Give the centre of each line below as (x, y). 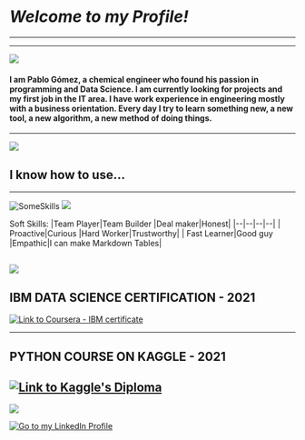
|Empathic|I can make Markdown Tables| (86, 243)
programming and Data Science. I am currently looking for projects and (146, 89)
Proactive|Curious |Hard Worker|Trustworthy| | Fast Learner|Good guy (142, 233)
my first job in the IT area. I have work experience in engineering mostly (148, 98)
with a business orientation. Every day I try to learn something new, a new (151, 108)
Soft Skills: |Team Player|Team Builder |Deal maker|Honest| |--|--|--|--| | (145, 224)
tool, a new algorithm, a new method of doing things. (111, 118)
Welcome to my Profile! (99, 17)
